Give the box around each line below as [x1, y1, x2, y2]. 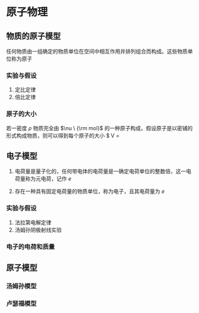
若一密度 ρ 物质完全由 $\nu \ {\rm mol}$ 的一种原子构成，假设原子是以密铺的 [6, 124, 193, 131]
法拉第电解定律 [14, 219, 52, 226]
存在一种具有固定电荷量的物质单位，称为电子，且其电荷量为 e [14, 188, 165, 195]
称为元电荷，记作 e [25, 175, 72, 182]
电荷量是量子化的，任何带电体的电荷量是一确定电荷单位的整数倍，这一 [14, 167, 187, 175]
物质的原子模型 [6, 31, 61, 41]
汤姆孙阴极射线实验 [14, 226, 62, 233]
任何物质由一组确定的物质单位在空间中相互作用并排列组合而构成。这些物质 [6, 48, 188, 55]
